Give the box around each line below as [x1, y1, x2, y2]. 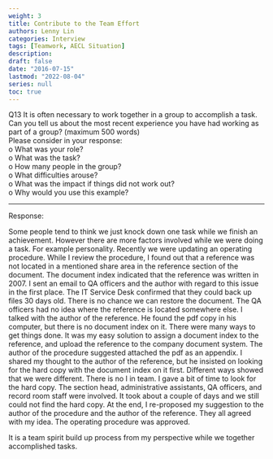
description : [8, 50, 53, 58]
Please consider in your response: [8, 136, 123, 146]
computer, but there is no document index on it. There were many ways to [8, 322, 256, 332]
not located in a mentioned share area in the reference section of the [8, 261, 239, 271]
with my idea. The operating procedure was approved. [8, 417, 191, 427]
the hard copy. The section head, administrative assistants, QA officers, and [8, 382, 262, 392]
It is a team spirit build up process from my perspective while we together [8, 433, 255, 443]
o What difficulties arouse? [8, 170, 98, 180]
